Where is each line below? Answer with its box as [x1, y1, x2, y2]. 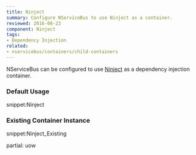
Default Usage [6, 87, 50, 95]
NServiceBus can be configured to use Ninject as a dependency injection [6, 65, 191, 73]
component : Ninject [6, 26, 56, 32]
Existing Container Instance [6, 116, 90, 124]
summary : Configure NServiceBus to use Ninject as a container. [6, 15, 173, 21]
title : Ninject [6, 9, 45, 15]
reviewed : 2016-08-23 [6, 20, 61, 26]
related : [6, 43, 29, 49]
